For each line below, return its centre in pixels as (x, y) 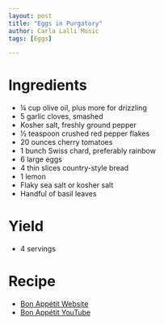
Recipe (32, 282)
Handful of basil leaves (58, 194)
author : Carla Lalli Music (54, 31)
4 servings (38, 249)
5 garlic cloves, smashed (61, 116)
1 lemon (33, 177)
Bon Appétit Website (54, 304)
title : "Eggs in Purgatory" (56, 23)
